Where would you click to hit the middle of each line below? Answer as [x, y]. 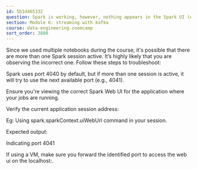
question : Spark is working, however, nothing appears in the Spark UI [95, 17]
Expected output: [27, 132]
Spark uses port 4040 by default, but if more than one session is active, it [95, 74]
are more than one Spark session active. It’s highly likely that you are [89, 56]
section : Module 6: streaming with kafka [57, 22]
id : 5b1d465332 [25, 11]
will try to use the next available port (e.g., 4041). [65, 80]
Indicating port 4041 [30, 143]
